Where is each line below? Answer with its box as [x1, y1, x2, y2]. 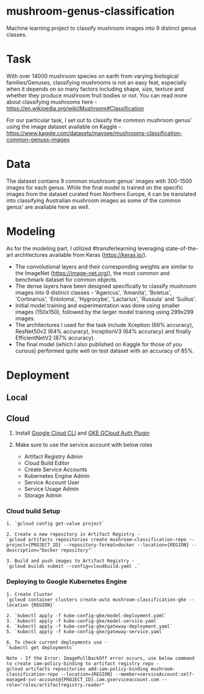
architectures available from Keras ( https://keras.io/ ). [14, 251, 147, 258]
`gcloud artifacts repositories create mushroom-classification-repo [6, 537, 187, 543]
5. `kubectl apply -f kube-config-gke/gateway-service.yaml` [6, 628, 165, 634]
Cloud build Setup [6, 507, 61, 516]
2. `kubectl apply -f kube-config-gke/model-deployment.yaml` [6, 612, 167, 619]
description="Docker [6, 547, 59, 553]
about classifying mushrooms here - [6, 98, 97, 105]
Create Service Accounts [24, 466, 87, 473]
